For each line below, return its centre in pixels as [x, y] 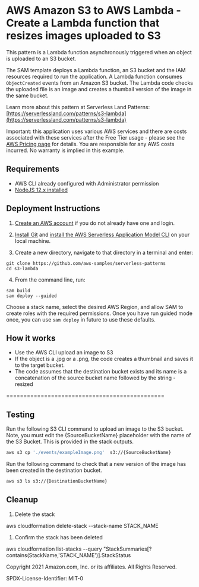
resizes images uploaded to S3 [84, 36]
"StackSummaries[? [127, 549]
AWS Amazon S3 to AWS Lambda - [94, 10]
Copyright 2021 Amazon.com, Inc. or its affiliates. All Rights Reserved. [91, 567]
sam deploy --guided [32, 296]
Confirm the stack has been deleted [59, 537]
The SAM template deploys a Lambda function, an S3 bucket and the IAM [96, 70]
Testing [20, 414]
